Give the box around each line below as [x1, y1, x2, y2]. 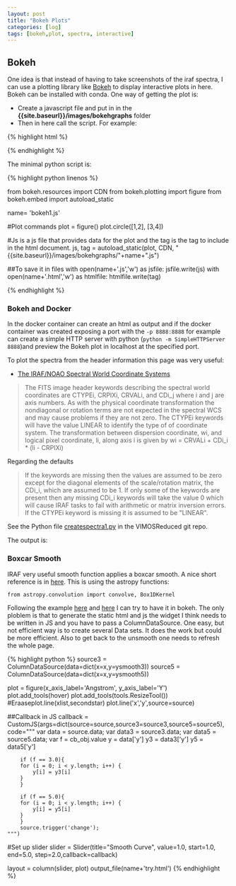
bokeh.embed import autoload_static [7, 195, 114, 204]
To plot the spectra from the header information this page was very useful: [7, 356, 225, 364]
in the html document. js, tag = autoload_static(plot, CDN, [7, 243, 175, 252]
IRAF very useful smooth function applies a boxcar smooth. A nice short [7, 570, 217, 578]
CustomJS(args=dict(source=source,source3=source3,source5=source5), [7, 720, 225, 728]
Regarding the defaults [7, 457, 74, 466]
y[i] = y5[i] [33, 805, 71, 812]
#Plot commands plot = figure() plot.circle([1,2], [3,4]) [7, 222, 164, 231]
